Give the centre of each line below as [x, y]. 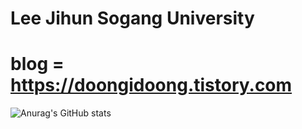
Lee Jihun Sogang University [132, 18]
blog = [37, 64]
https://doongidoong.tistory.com [151, 85]
